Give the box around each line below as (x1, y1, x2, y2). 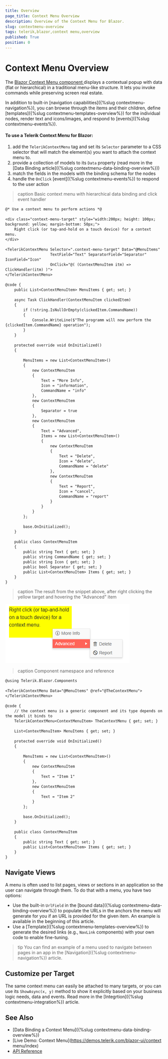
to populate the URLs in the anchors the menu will (58, 907, 161, 913)
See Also (5, 1014, 34, 1022)
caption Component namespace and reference (17, 668, 114, 674)
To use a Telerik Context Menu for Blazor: (5, 133, 93, 139)
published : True (5, 35, 39, 40)
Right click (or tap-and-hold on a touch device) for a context (14, 227, 151, 232)
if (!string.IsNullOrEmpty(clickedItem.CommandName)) (23, 307, 138, 313)
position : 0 (5, 40, 30, 45)
